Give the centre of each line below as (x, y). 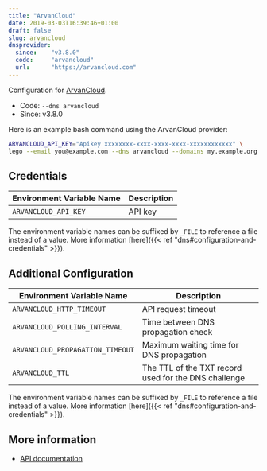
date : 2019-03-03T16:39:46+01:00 (64, 23)
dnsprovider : (30, 45)
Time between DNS (178, 322)
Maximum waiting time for (190, 345)
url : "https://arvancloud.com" (76, 68)
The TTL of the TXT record (192, 368)
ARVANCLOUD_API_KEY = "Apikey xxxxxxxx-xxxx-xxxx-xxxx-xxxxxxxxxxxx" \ (126, 144)
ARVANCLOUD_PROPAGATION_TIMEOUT (74, 350)
